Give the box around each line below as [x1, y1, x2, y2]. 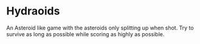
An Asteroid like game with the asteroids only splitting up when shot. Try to [6, 24, 195, 31]
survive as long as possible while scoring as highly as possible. [6, 30, 165, 37]
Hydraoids [6, 4, 60, 18]
